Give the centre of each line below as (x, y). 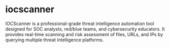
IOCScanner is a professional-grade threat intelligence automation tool (80, 23)
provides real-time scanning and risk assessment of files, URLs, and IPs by (84, 34)
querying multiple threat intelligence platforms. (55, 40)
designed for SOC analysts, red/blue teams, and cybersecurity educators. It (85, 29)
